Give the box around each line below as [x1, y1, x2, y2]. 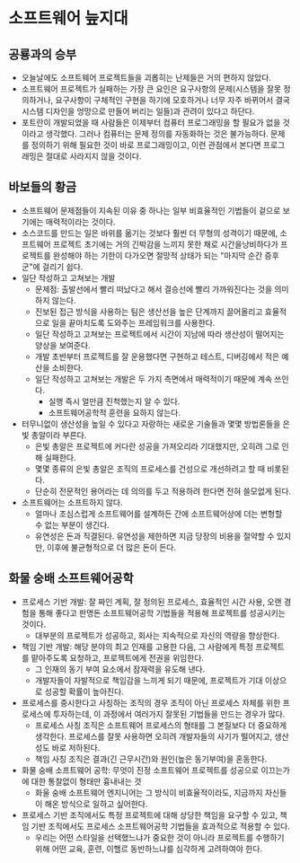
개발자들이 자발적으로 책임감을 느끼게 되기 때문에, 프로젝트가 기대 [34, 674, 263, 685]
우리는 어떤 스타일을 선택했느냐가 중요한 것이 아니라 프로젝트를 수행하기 [34, 832, 285, 842]
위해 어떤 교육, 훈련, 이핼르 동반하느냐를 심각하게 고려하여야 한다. [34, 843, 262, 854]
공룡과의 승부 [8, 47, 77, 62]
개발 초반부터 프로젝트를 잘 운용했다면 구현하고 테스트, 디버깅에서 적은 [34, 351, 280, 362]
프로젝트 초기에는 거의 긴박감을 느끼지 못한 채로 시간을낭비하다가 [52, 239, 279, 250]
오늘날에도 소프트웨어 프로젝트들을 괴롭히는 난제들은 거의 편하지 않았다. [21, 73, 271, 83]
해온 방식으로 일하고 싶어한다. [44, 798, 148, 809]
